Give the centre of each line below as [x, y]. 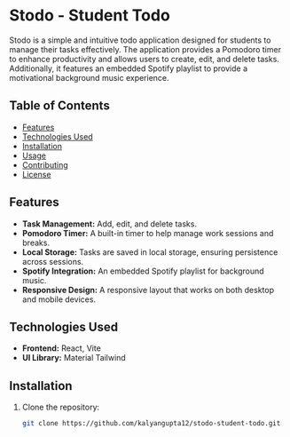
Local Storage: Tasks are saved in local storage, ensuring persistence [150, 252]
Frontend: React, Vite [62, 348]
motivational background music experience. [90, 77]
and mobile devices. [59, 299]
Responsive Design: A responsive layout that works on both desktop [148, 290]
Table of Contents [60, 106]
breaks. [36, 242]
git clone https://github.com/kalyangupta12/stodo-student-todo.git [151, 424]
